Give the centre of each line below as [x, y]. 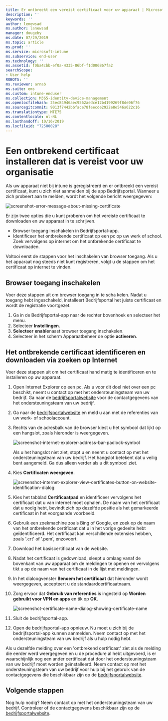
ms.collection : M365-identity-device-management [57, 98]
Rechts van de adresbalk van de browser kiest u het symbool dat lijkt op [87, 427]
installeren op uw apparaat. [34, 377]
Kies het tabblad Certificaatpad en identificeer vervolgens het [77, 497]
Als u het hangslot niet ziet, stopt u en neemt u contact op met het [81, 452]
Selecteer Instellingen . [36, 326]
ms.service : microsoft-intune [37, 51]
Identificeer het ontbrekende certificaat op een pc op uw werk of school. [87, 236]
